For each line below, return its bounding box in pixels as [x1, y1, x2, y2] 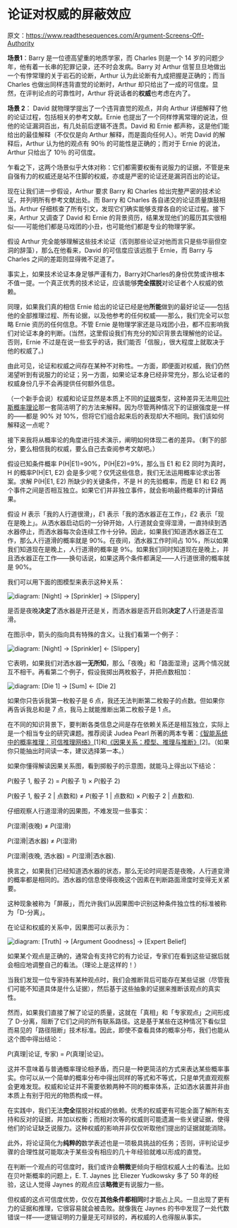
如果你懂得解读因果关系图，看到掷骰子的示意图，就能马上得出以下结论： [7, 762, 217, 770]
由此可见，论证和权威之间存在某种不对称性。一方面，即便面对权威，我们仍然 [7, 361, 230, 370]
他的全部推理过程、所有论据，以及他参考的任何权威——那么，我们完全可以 [7, 311, 224, 320]
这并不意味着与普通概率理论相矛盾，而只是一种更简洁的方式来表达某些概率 [7, 1064, 224, 1073]
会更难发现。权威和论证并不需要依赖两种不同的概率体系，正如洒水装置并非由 [7, 1082, 230, 1090]
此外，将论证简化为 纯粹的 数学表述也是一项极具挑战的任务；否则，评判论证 [7, 1138, 224, 1147]
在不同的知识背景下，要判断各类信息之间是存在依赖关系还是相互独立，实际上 [7, 720, 230, 728]
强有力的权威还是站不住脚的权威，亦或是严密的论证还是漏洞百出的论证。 [13, 171, 224, 180]
